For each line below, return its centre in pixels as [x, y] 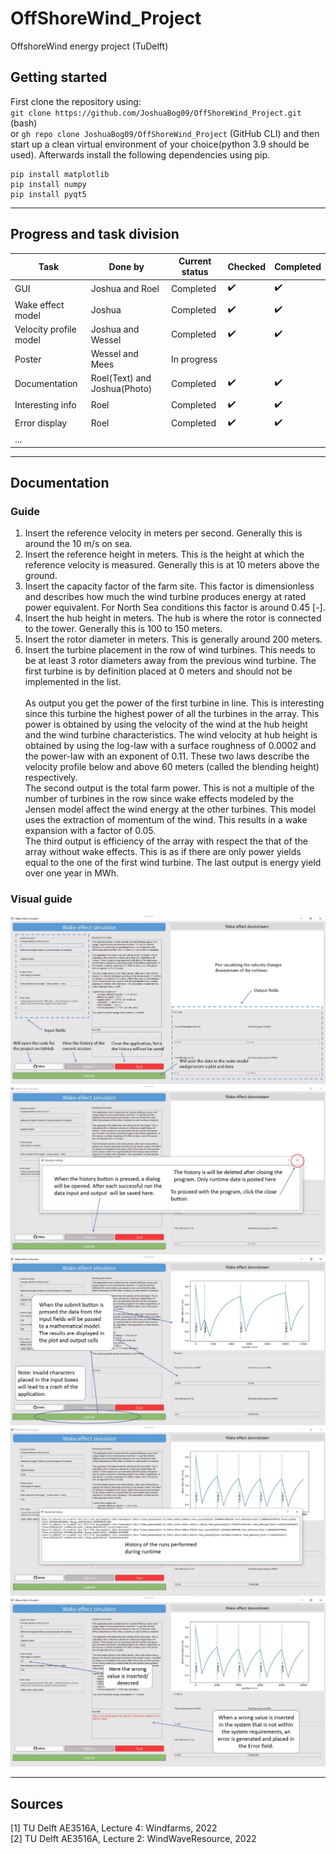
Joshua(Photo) [121, 389]
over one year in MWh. [71, 873]
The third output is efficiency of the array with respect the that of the [166, 841]
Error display [41, 423]
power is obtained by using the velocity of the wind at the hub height [166, 724]
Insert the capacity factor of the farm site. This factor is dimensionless [169, 586]
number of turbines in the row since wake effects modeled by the [159, 799]
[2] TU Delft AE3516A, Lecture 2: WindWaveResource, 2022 [133, 1839]
